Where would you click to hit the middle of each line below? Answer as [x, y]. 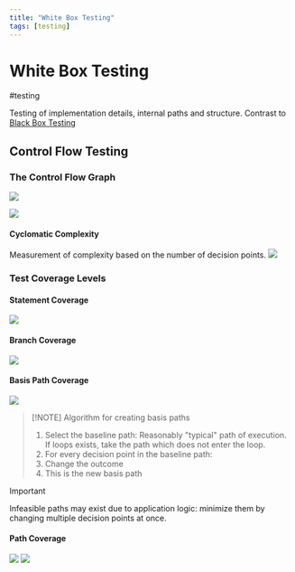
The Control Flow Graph [62, 177]
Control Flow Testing [69, 151]
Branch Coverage [43, 341]
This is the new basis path [93, 473]
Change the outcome [84, 464]
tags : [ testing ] [40, 26]
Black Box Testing [43, 123]
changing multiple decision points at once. [88, 518]
